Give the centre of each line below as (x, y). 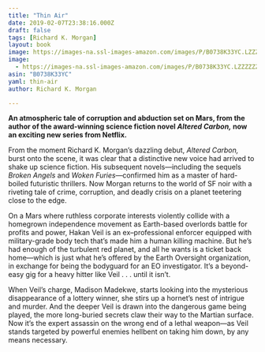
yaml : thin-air (33, 81)
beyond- (235, 266)
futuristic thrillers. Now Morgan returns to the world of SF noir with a (141, 184)
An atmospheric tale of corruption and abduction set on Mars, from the (127, 118)
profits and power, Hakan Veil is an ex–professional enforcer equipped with (130, 233)
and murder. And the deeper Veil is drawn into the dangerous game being (127, 307)
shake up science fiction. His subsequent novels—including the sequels (125, 167)
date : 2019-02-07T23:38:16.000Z (61, 23)
